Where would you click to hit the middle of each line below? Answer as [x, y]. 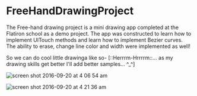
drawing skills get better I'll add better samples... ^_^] [71, 64]
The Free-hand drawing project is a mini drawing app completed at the [93, 27]
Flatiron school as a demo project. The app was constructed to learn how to [99, 33]
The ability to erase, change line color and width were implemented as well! [99, 46]
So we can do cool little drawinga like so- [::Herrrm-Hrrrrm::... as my [90, 57]
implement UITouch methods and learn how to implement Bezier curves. [94, 40]
